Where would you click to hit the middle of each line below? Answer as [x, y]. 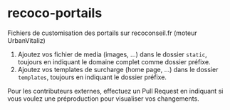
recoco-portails [55, 13]
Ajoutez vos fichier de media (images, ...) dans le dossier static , [113, 54]
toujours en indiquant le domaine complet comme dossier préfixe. [114, 61]
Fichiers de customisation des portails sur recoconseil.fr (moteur [102, 33]
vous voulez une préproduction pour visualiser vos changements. [103, 99]
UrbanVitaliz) [27, 40]
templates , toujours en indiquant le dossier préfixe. [92, 77]
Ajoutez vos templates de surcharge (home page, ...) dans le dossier [118, 69]
